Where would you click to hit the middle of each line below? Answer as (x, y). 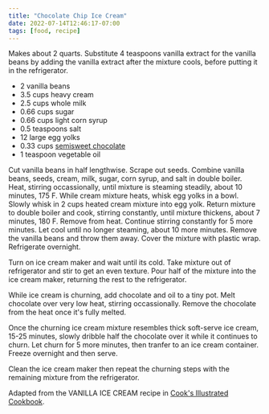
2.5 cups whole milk (53, 103)
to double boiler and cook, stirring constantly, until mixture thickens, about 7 (134, 213)
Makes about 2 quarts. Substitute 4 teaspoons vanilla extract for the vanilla (132, 54)
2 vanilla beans (45, 86)
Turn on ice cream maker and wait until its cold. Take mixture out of (120, 263)
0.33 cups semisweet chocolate (73, 146)
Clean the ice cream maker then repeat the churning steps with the (119, 369)
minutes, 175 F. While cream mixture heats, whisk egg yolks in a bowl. (124, 196)
